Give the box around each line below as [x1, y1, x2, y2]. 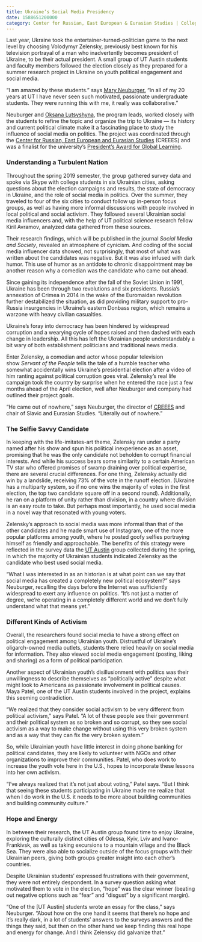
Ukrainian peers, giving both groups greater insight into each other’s [6, 854, 176, 861]
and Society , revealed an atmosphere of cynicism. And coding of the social [6, 241, 192, 248]
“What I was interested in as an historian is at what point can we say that [6, 570, 186, 577]
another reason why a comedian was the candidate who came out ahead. [6, 266, 188, 274]
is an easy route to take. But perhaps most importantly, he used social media [6, 502, 196, 509]
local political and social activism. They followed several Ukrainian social [6, 210, 186, 218]
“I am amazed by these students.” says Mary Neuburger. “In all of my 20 [6, 87, 185, 94]
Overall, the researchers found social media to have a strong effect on [6, 631, 180, 639]
